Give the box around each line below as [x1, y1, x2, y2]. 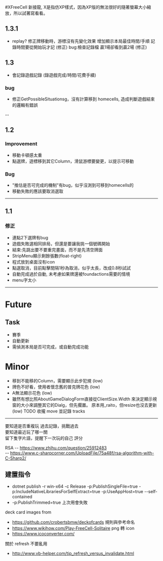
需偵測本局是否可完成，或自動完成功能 [12, 344, 89, 349]
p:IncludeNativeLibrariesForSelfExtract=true [12, 489, 100, 495]
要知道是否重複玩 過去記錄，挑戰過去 [5, 423, 79, 429]
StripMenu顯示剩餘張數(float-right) [12, 253, 82, 259]
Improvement [5, 140, 37, 147]
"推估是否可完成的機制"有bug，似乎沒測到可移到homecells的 [12, 182, 134, 188]
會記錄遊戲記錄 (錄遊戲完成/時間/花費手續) [12, 72, 97, 78]
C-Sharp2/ [5, 455, 27, 461]
